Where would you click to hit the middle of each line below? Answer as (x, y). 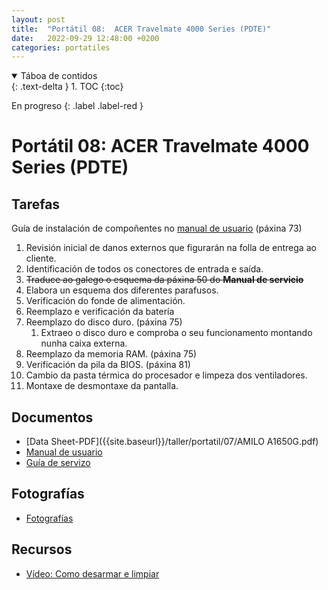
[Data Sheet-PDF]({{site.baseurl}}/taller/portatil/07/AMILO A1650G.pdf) (172, 442)
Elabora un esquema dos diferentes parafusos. (122, 290)
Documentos (52, 417)
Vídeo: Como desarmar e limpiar (92, 573)
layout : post (38, 19)
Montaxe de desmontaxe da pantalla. (102, 386)
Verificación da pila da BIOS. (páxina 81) (108, 365)
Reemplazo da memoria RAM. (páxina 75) (111, 354)
